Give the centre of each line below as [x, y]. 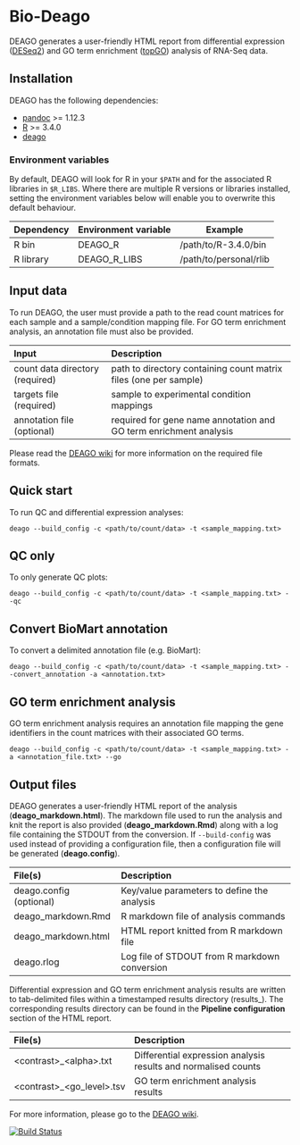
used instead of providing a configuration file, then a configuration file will [145, 844]
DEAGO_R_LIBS [110, 259]
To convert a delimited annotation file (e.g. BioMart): [105, 650]
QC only [32, 556]
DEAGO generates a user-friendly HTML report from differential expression [147, 41]
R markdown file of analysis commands [203, 915]
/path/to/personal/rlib [225, 259]
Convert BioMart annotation [88, 628]
